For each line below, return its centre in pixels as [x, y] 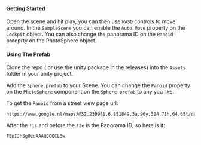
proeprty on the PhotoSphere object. [51, 41]
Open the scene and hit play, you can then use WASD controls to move [91, 21]
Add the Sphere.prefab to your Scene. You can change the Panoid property [98, 85]
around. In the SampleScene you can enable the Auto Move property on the [96, 28]
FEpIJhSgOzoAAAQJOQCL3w [36, 136]
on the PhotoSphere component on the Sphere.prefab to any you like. [90, 92]
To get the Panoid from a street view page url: [62, 103]
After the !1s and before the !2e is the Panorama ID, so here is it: [86, 125]
